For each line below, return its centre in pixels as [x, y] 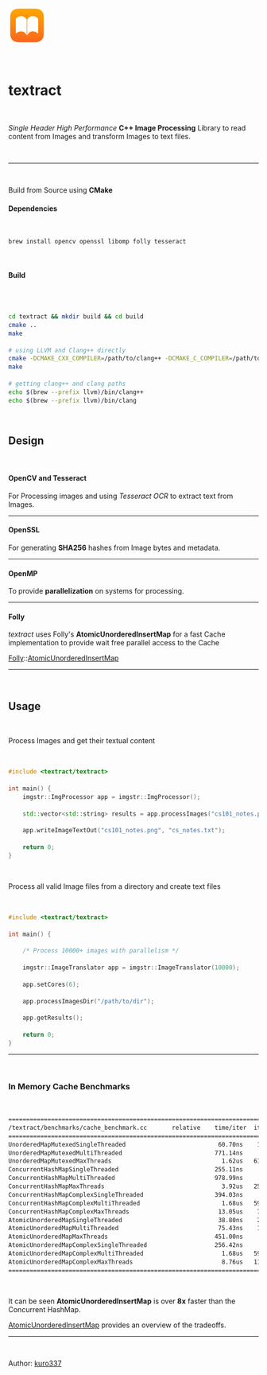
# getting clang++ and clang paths [67, 384]
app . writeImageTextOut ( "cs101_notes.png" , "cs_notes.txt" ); [124, 831]
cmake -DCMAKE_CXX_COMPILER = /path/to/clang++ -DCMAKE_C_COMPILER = [120, 359]
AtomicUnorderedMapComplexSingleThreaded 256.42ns [126, 1245]
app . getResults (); [53, 1018]
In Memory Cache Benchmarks [69, 1086]
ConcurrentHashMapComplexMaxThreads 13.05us [126, 1211]
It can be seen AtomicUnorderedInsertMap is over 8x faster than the [122, 1301]
